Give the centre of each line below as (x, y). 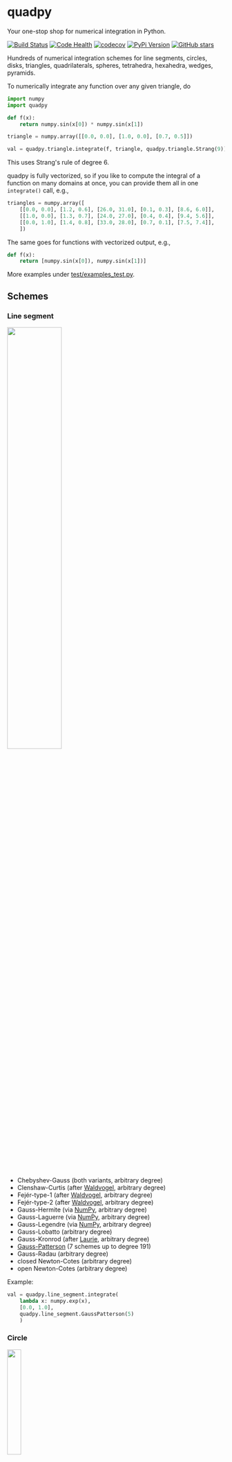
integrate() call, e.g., (38, 190)
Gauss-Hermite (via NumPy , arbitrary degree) (82, 1209)
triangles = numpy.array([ (46, 203)
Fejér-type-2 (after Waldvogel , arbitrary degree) (85, 1202)
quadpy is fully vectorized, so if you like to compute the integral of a (104, 176)
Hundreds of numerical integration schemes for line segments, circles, (107, 58)
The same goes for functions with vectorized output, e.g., (89, 242)
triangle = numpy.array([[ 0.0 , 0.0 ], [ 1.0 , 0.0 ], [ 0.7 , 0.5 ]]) (100, 137)
